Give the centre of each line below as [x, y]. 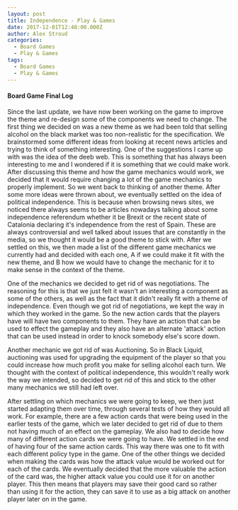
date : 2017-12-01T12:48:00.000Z [55, 27]
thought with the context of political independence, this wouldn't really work [119, 372]
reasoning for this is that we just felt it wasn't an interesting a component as [118, 290]
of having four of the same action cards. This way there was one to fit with [116, 446]
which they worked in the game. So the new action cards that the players [114, 313]
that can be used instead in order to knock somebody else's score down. [114, 336]
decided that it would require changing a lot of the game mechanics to [110, 179]
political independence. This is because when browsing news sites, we [111, 202]
